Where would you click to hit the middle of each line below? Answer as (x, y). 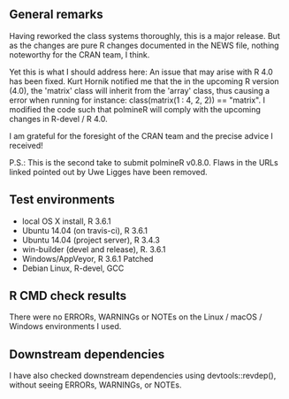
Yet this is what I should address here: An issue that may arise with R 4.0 (141, 72)
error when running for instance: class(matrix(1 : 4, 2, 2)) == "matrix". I (137, 100)
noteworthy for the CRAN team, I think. (80, 54)
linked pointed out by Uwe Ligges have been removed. (108, 172)
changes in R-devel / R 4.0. (58, 119)
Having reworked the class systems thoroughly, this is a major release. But (144, 35)
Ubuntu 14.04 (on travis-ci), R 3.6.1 (85, 230)
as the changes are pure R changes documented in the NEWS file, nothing (144, 45)
